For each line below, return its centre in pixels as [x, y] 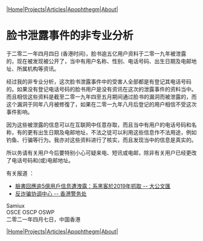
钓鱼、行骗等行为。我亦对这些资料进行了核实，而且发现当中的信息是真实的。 [101, 140]
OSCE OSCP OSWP [31, 212]
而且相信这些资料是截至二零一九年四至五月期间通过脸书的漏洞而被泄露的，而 [101, 96]
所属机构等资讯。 [38, 68]
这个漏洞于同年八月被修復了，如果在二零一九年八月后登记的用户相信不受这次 [101, 104]
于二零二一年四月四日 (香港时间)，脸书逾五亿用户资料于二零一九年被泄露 [96, 53]
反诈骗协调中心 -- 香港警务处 [51, 193]
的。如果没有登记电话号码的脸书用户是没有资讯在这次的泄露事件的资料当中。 [101, 89]
